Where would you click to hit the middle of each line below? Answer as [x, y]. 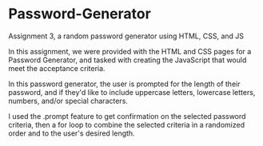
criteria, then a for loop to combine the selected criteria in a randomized [127, 124]
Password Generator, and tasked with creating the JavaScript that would [128, 60]
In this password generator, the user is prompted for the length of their [124, 84]
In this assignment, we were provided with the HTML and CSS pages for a [130, 51]
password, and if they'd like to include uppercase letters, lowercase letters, [132, 92]
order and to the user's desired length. [72, 133]
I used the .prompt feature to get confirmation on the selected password [127, 116]
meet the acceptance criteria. [57, 68]
